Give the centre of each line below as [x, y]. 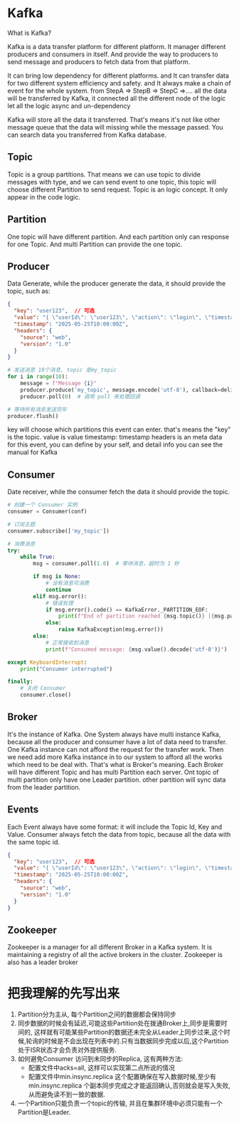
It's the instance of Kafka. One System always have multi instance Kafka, [114, 734]
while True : [38, 557]
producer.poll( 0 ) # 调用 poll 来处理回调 [80, 397]
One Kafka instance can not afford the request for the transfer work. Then [116, 749]
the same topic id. [34, 842]
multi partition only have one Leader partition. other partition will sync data [117, 779]
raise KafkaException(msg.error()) [111, 630]
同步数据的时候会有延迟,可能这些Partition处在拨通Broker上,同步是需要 [119, 1023]
